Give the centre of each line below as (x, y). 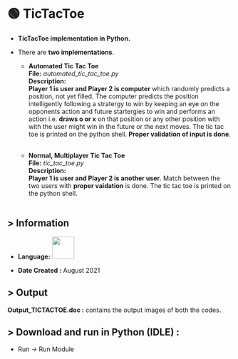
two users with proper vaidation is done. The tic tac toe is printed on (130, 185)
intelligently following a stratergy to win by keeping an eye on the (124, 103)
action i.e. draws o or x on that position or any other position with (124, 119)
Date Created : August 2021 (59, 270)
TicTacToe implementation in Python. (74, 38)
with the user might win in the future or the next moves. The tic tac (126, 126)
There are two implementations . (66, 52)
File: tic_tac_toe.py (56, 163)
